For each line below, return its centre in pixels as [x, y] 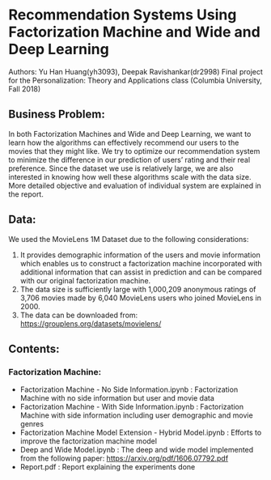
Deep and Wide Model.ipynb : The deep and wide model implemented [137, 450]
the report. [26, 194]
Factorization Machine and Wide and [134, 32]
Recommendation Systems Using [123, 15]
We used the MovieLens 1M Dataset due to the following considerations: [129, 239]
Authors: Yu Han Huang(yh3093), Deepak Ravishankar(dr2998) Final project [135, 71]
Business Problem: [57, 115]
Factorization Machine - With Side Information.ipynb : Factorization [132, 407]
